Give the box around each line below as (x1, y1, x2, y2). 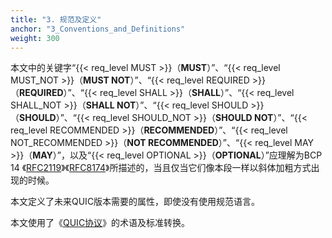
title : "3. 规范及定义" (10, 14, 102, 25)
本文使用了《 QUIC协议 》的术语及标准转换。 (10, 217, 191, 229)
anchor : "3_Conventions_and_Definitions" (10, 24, 186, 34)
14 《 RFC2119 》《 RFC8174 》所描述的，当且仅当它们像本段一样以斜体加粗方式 (10, 162, 312, 174)
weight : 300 (10, 33, 60, 43)
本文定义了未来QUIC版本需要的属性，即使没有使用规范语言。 (10, 196, 261, 208)
